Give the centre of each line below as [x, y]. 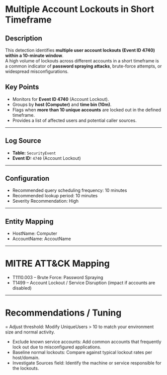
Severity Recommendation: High [45, 201]
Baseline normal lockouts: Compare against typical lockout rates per [82, 353]
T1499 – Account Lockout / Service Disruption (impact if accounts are [84, 283]
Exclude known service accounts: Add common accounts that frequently [87, 342]
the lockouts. [26, 369]
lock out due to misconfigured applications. [57, 347]
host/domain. [26, 358]
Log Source [23, 141]
